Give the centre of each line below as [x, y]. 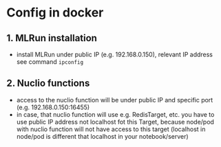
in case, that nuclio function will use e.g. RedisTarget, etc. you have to [115, 114]
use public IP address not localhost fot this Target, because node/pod [115, 122]
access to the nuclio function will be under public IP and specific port [115, 100]
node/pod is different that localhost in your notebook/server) [102, 136]
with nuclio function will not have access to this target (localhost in [111, 129]
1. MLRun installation [52, 38]
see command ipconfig [50, 62]
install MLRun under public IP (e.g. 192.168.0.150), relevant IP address [115, 54]
